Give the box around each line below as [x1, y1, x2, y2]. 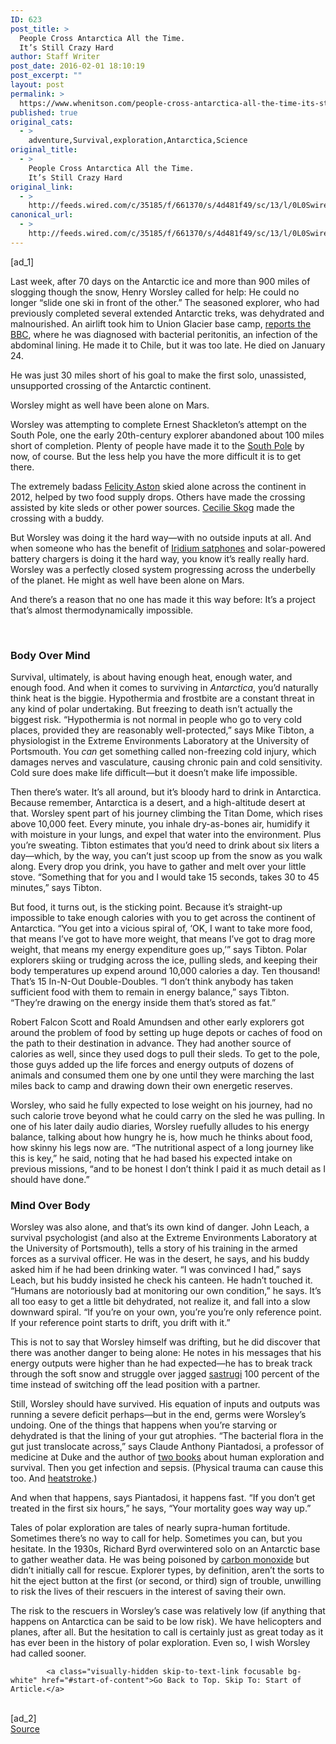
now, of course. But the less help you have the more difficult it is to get [10, 450, 302, 462]
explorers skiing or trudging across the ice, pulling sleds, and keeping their [10, 954, 318, 966]
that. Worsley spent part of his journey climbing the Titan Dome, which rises [10, 807, 323, 820]
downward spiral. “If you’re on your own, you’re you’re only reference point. [10, 1306, 322, 1318]
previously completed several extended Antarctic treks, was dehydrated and [10, 307, 325, 319]
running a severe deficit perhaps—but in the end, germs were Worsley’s [10, 1409, 307, 1421]
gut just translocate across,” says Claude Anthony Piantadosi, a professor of [10, 1441, 325, 1453]
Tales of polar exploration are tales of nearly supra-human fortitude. [10, 1522, 291, 1534]
